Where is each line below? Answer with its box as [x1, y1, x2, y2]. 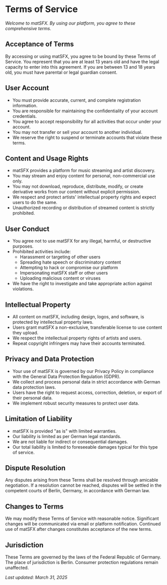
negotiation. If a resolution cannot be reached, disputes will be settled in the [5, 482, 161, 488]
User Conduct [5, 225, 50, 233]
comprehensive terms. [5, 25, 51, 31]
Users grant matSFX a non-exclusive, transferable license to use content [12, 324, 162, 330]
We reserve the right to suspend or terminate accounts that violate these [12, 134, 162, 140]
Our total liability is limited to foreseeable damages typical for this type [12, 444, 158, 450]
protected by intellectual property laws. [12, 319, 93, 325]
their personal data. [12, 395, 53, 401]
